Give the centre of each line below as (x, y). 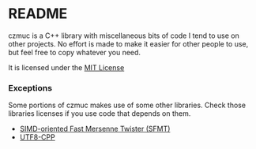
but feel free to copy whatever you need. (74, 52)
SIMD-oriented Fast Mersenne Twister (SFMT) (95, 129)
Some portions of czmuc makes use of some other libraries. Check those (127, 105)
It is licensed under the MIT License (66, 67)
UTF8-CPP (37, 137)
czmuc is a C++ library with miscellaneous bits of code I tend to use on (124, 35)
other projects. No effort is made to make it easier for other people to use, (128, 43)
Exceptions (30, 88)
